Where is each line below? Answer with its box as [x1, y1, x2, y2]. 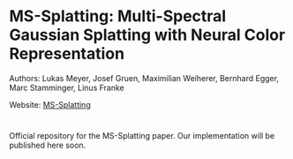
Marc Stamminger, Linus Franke [9, 82, 125, 93]
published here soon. [9, 140, 86, 151]
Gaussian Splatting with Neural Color [9, 25, 286, 45]
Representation [9, 44, 125, 64]
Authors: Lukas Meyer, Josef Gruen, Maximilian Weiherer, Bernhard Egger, [9, 72, 280, 83]
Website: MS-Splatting [9, 99, 91, 110]
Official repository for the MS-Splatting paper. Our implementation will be [9, 131, 275, 141]
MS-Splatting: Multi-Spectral [9, 6, 227, 26]
